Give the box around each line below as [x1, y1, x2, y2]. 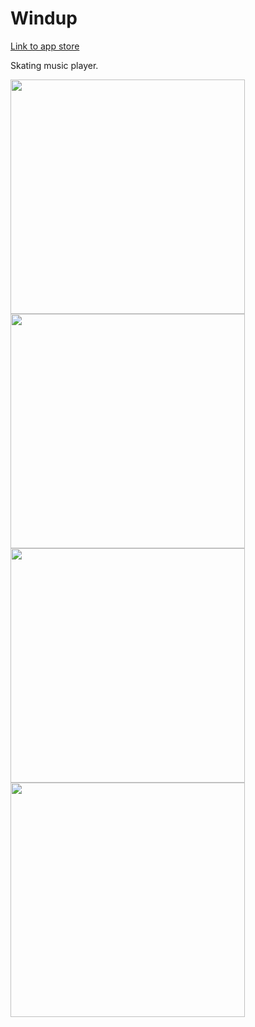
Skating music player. [10, 59, 99, 71]
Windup [10, 7, 78, 30]
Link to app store [10, 40, 80, 52]
